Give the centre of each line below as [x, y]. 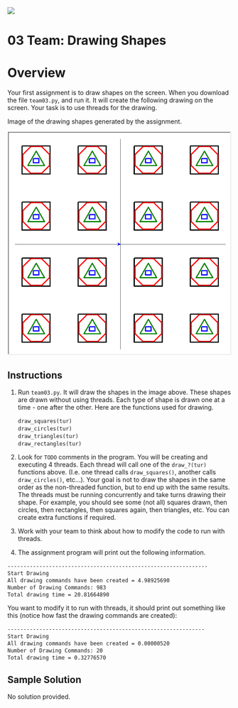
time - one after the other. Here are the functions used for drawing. [115, 407]
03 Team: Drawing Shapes [87, 41]
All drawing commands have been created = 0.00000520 [89, 644]
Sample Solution [44, 679]
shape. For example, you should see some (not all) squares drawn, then [122, 502]
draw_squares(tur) [45, 421]
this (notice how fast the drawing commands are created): [92, 616]
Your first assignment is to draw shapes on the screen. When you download [118, 93]
